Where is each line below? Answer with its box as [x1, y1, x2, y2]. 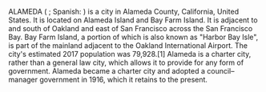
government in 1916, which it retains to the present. [39, 75, 208, 84]
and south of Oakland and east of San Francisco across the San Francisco [8, 24, 253, 33]
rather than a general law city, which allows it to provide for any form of [8, 58, 244, 67]
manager [8, 75, 38, 84]
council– [207, 66, 235, 75]
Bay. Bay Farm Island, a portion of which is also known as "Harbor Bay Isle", [8, 32, 259, 42]
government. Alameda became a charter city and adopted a [8, 66, 206, 75]
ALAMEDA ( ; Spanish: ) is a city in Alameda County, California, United [8, 7, 240, 16]
